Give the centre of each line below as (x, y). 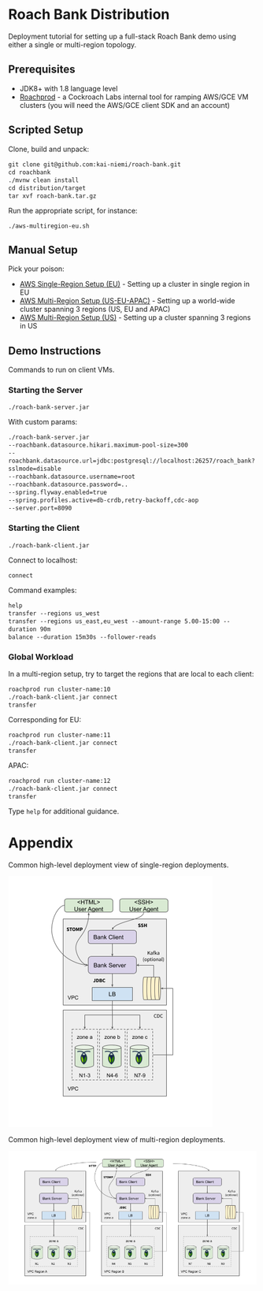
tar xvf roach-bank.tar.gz (52, 196)
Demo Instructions (55, 351)
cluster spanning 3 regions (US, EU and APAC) (95, 310)
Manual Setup (43, 250)
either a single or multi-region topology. (72, 44)
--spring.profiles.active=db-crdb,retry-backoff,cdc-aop (104, 501)
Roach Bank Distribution (89, 15)
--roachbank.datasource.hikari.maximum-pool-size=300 (98, 445)
